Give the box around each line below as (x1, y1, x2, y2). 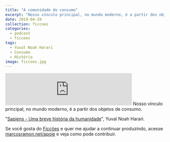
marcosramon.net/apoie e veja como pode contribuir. (5, 131, 116, 137)
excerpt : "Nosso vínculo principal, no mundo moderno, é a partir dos (5, 12, 157, 17)
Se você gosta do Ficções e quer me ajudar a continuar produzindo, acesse (5, 126, 163, 132)
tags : (5, 40, 17, 45)
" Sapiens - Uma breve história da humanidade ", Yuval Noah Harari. (5, 116, 145, 122)
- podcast (10, 31, 30, 36)
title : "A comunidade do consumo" (5, 7, 78, 13)
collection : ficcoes (5, 21, 49, 27)
